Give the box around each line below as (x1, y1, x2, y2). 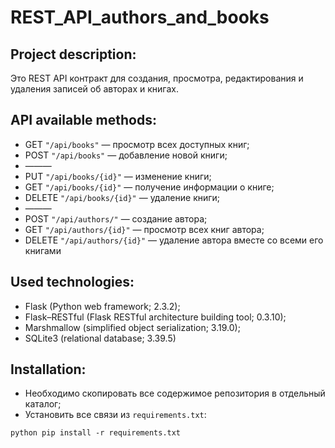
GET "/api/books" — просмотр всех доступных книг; (24, 138, 250, 150)
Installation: (10, 361, 87, 378)
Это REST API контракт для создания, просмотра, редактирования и (10, 72, 304, 84)
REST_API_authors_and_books (10, 6, 270, 29)
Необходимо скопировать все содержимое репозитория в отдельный (24, 387, 326, 400)
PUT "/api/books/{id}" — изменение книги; (24, 170, 212, 182)
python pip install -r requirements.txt (10, 428, 182, 438)
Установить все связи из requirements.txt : (24, 409, 207, 421)
